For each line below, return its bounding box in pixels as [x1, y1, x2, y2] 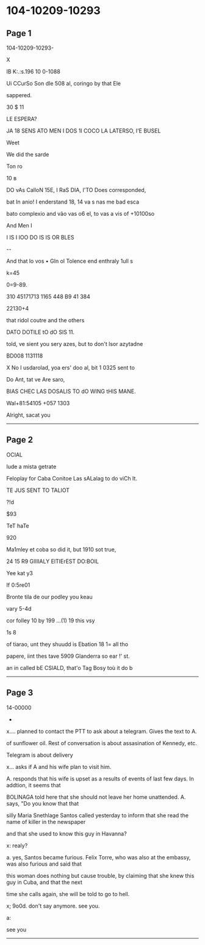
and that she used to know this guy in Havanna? [6, 829, 127, 837]
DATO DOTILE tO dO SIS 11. [6, 328, 75, 336]
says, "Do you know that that [6, 800, 79, 807]
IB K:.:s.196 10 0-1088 [6, 68, 61, 75]
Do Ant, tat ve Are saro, [6, 376, 65, 383]
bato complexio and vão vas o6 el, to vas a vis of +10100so [6, 210, 154, 217]
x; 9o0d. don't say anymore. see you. [6, 902, 100, 910]
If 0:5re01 [6, 581, 31, 589]
